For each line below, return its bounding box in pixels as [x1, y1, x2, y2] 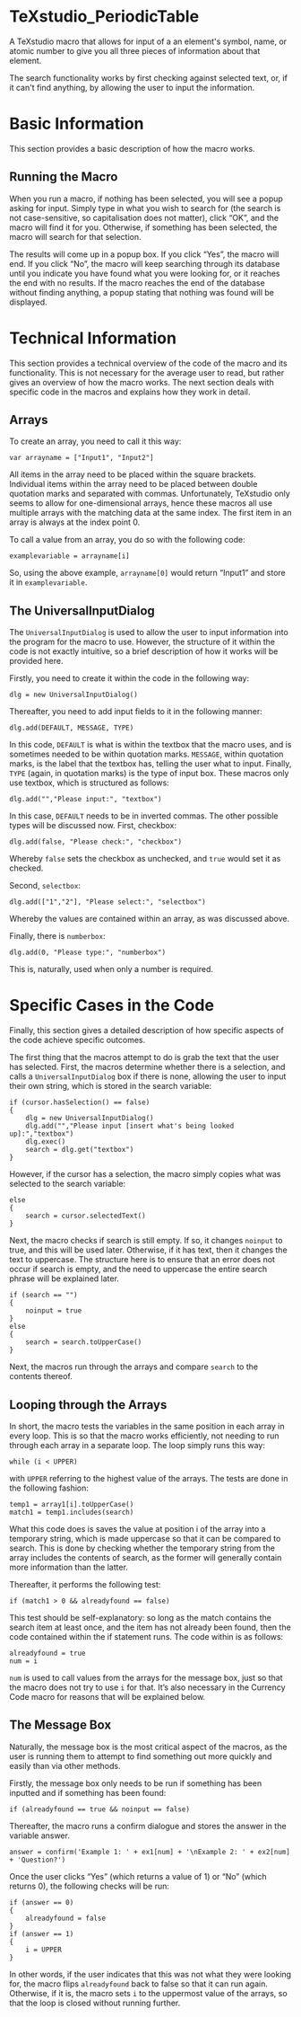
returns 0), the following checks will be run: [9, 1880, 170, 1891]
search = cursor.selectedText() [25, 1211, 146, 1221]
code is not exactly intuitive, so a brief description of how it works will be [9, 646, 279, 657]
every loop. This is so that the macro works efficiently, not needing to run [9, 1430, 279, 1441]
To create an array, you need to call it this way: [9, 436, 182, 447]
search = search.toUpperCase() [25, 1338, 142, 1347]
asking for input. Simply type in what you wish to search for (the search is [9, 202, 281, 213]
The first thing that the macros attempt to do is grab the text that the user [9, 1052, 279, 1063]
